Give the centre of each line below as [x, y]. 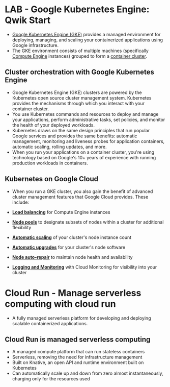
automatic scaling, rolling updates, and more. [59, 147]
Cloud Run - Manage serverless [73, 293]
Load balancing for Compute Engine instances [61, 212]
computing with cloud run [60, 304]
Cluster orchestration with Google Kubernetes [80, 72]
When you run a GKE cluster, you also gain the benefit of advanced [82, 191]
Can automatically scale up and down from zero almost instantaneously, [88, 373]
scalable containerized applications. [50, 323]
